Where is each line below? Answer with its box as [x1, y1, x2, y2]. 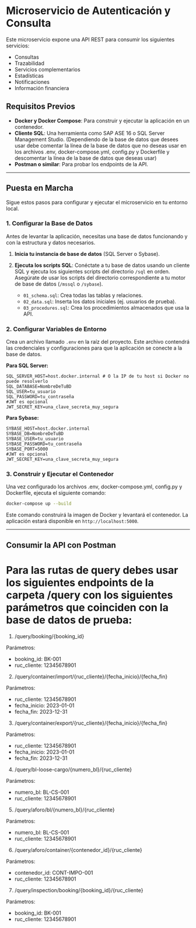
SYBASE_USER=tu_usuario [6, 436, 64, 442]
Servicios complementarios [14, 66, 80, 73]
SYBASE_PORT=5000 [6, 446, 48, 452]
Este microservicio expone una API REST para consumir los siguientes [6, 36, 175, 43]
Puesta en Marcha [6, 183, 73, 193]
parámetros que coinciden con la [6, 601, 169, 614]
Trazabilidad [14, 60, 45, 67]
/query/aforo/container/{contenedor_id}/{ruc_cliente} [14, 846, 142, 853]
